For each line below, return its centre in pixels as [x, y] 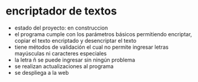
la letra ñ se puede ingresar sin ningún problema [75, 60]
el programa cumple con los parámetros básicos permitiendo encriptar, [103, 34]
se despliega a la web [41, 72]
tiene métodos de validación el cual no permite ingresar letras [91, 47]
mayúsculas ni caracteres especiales [61, 53]
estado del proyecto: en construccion [61, 28]
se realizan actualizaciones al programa [64, 66]
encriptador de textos [61, 11]
